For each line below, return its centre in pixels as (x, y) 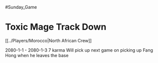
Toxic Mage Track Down (56, 27)
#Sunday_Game (21, 7)
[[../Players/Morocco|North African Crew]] (48, 40)
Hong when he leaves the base (37, 55)
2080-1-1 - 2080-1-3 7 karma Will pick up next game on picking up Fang (79, 50)
